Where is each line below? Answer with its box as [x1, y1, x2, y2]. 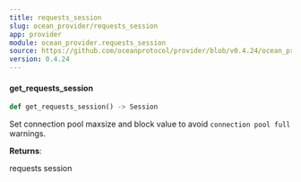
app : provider [9, 30, 63, 39]
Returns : [9, 145, 42, 157]
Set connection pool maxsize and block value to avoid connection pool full [9, 118, 291, 130]
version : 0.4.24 [9, 55, 70, 64]
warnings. [9, 128, 47, 139]
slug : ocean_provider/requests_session [9, 22, 159, 30]
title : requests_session [9, 13, 102, 22]
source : [9, 47, 39, 56]
